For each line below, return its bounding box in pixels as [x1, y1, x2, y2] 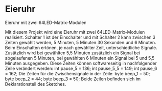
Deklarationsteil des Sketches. [5, 81, 66, 87]
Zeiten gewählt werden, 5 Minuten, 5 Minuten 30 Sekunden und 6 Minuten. [5, 39, 156, 45]
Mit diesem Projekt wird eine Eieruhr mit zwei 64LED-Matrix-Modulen [5, 29, 145, 35]
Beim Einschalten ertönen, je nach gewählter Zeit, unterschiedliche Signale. [5, 45, 158, 50]
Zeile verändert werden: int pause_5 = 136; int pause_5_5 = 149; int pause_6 [5, 65, 158, 71]
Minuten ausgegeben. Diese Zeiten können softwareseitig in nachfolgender [5, 60, 157, 66]
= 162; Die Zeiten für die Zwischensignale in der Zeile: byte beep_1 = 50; [5, 70, 150, 76]
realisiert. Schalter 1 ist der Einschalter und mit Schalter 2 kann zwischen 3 [5, 34, 156, 40]
